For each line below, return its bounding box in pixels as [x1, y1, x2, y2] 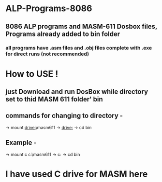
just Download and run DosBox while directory [5, 88, 148, 96]
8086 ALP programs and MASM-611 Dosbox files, [5, 22, 158, 31]
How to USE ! [5, 68, 59, 79]
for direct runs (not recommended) [5, 50, 89, 57]
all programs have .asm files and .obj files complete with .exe [5, 44, 152, 51]
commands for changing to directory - [5, 112, 123, 120]
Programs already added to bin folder [5, 30, 120, 38]
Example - [5, 139, 37, 147]
